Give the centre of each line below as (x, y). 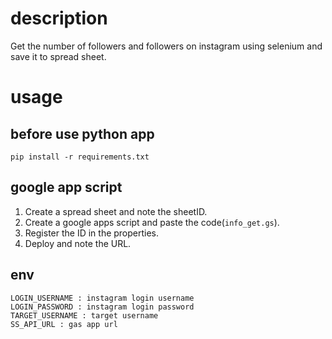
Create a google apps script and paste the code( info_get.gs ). (152, 222)
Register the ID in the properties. (92, 233)
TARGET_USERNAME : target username (84, 315)
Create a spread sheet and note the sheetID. (116, 211)
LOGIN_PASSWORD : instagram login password (102, 307)
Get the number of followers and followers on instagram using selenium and (166, 46)
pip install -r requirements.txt (80, 157)
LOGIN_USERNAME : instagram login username (102, 298)
